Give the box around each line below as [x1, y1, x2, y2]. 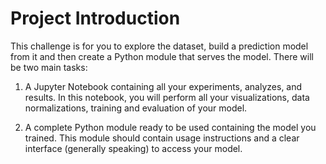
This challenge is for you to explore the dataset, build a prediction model [10, 40, 309, 52]
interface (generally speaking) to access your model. [24, 142, 243, 154]
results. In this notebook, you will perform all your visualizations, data [24, 91, 310, 103]
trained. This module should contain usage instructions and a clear [24, 132, 300, 144]
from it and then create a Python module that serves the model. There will [10, 50, 314, 62]
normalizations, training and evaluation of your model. [24, 102, 248, 114]
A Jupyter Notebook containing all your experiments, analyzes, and [24, 80, 303, 92]
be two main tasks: [10, 61, 88, 73]
